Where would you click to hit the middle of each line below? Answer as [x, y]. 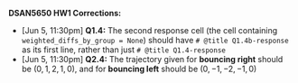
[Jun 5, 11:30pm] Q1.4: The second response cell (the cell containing [149, 30]
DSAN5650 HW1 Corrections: [65, 13]
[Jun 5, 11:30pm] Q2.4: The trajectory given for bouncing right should [152, 59]
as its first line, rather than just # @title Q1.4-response [124, 50]
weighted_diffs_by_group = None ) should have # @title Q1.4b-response [155, 40]
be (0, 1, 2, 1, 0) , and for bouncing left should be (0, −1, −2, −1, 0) [139, 69]
